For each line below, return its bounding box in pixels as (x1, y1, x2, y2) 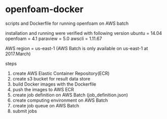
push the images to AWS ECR (12, 86, 74, 92)
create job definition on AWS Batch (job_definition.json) (12, 92, 128, 98)
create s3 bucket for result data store (12, 75, 91, 82)
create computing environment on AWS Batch (12, 97, 108, 103)
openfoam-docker (5, 4, 83, 15)
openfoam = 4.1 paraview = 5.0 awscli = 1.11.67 (5, 35, 102, 42)
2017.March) (5, 51, 31, 57)
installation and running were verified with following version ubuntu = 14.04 (5, 30, 162, 36)
